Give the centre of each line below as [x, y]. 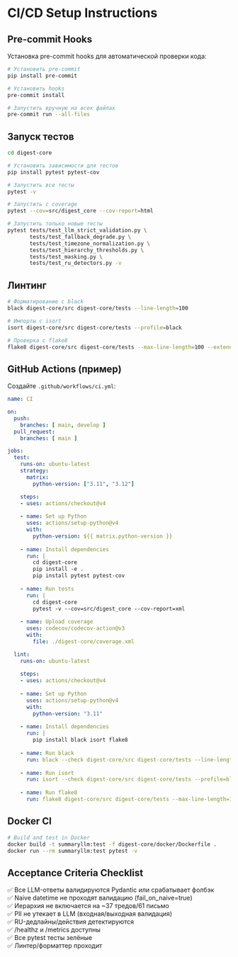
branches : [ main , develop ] [63, 425]
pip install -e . [58, 569]
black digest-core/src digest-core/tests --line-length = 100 [98, 308]
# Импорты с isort [34, 321]
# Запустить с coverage [42, 204]
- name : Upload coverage [57, 622]
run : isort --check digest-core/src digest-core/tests [109, 780]
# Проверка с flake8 [38, 340]
